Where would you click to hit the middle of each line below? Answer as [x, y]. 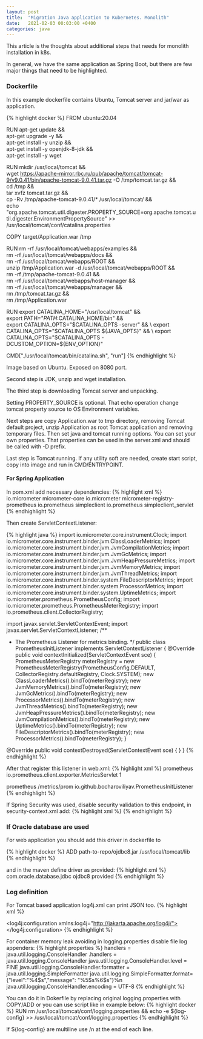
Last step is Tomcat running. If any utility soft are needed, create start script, [102, 458]
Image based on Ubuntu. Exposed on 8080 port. [67, 367]
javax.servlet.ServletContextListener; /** [57, 630]
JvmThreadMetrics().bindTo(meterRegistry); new [76, 706]
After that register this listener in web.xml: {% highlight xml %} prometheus [100, 768]
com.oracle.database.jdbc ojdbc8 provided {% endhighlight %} [85, 877]
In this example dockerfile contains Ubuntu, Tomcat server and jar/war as [98, 99]
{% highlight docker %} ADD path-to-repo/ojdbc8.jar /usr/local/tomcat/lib [98, 852]
